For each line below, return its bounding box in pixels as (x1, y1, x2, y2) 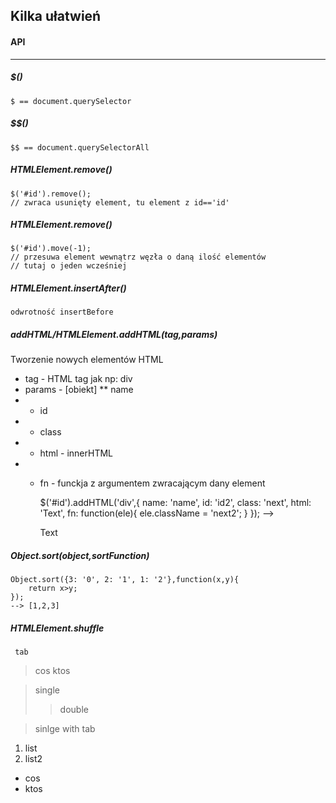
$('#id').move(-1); (10, 244, 92, 254)
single (34, 684, 60, 696)
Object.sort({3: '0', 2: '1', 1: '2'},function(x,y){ (10, 575, 240, 585)
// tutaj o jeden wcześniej (10, 261, 128, 271)
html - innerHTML (39, 447, 114, 459)
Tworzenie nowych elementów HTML (10, 354, 164, 366)
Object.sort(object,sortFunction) (10, 550, 150, 561)
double (59, 704, 89, 716)
